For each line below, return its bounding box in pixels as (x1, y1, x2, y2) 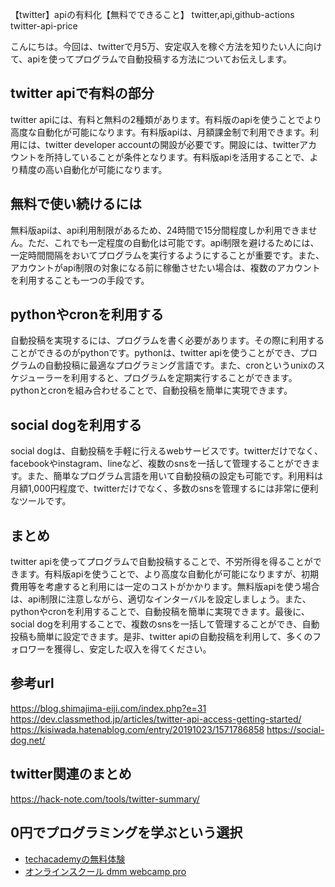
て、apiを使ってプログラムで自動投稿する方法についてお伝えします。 (10, 53, 292, 65)
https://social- (266, 723, 325, 735)
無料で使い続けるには (10, 196, 142, 213)
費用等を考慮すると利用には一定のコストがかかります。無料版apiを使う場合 (10, 581, 320, 593)
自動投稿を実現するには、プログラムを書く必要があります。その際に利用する (10, 334, 325, 347)
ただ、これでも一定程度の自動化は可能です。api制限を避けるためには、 (27, 236, 320, 248)
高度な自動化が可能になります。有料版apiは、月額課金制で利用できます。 (10, 126, 311, 138)
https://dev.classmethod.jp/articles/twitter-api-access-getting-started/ (10, 713, 302, 725)
